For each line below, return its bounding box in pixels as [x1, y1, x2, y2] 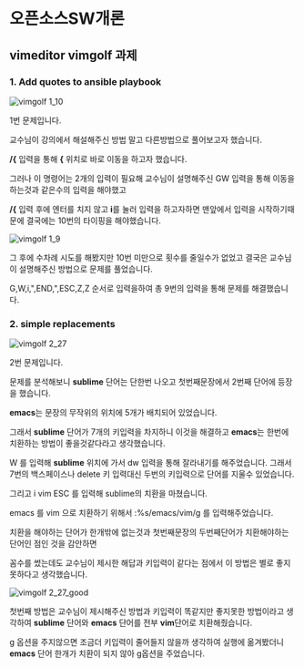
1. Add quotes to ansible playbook [9, 75, 162, 87]
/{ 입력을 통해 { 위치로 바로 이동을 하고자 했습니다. [9, 153, 187, 164]
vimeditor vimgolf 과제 [9, 47, 138, 63]
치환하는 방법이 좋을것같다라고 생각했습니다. [9, 438, 166, 449]
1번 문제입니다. [9, 115, 62, 126]
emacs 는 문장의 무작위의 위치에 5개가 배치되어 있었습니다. [9, 407, 218, 418]
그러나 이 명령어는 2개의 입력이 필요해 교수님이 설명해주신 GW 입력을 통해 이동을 [9, 172, 296, 183]
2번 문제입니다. [9, 357, 64, 368]
